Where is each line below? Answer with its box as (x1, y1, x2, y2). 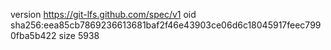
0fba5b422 (10, 30, 57, 41)
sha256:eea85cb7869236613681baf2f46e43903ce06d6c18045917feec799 (10, 19, 322, 31)
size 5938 (58, 30, 100, 41)
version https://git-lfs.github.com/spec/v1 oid (10, 9, 197, 20)
